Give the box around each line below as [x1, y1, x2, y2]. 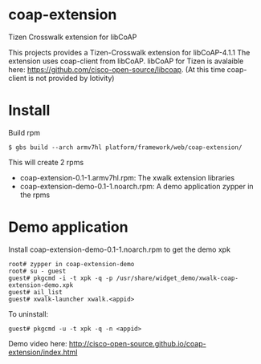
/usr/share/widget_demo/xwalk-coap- [116, 274, 239, 282]
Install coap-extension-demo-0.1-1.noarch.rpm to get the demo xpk [8, 245, 231, 254]
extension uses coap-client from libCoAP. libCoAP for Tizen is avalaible [8, 56, 244, 66]
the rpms [19, 190, 51, 200]
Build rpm [8, 127, 41, 137]
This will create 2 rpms [8, 157, 84, 167]
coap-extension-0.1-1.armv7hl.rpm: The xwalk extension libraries [19, 172, 235, 182]
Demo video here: [8, 338, 67, 348]
